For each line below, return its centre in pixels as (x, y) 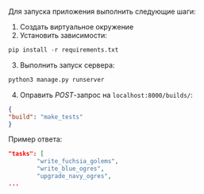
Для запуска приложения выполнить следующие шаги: (102, 12)
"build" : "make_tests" (46, 117)
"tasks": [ (26, 154)
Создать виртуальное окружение (77, 27)
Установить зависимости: (63, 35)
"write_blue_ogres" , (71, 169)
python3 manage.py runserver (56, 80)
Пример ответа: (35, 139)
